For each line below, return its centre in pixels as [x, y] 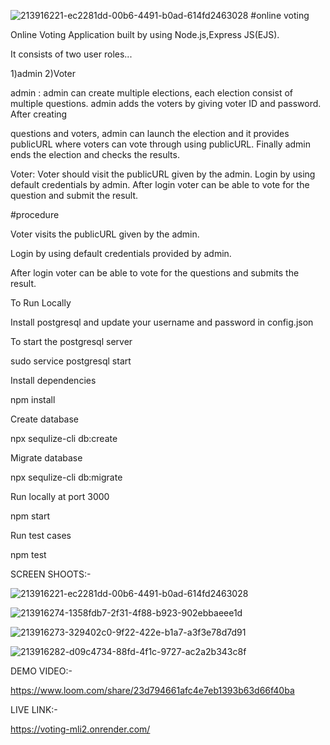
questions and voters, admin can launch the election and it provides [150, 133]
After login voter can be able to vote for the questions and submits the [155, 273]
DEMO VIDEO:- [41, 671]
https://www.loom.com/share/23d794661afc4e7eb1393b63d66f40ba [152, 690]
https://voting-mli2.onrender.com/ [80, 729]
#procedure [35, 214]
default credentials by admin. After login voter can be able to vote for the [160, 184]
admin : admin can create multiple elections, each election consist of [151, 93]
